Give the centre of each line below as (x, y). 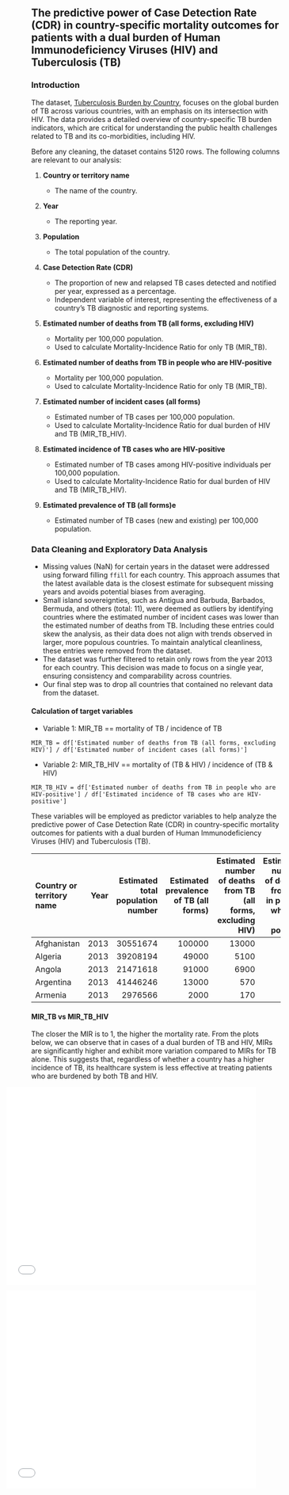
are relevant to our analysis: (76, 160)
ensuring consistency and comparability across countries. (137, 676)
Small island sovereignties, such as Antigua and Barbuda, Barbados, (154, 600)
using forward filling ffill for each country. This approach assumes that (161, 574)
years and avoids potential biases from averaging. (124, 591)
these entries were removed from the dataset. (117, 650)
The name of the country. (96, 190)
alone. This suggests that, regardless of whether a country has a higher (148, 1059)
